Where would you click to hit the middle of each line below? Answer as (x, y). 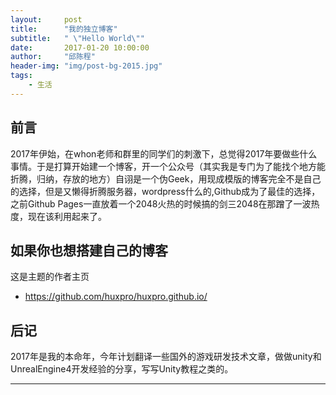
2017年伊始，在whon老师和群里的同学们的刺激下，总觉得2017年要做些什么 (164, 153)
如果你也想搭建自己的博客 (89, 250)
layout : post (46, 19)
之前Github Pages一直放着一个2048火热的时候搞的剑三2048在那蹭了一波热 (165, 203)
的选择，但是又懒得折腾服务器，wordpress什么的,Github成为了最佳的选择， (165, 191)
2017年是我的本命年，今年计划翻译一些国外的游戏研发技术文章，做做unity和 (166, 357)
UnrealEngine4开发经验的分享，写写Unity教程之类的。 (122, 369)
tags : (21, 76)
